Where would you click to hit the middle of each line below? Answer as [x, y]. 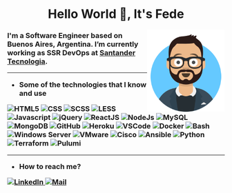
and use [33, 93]
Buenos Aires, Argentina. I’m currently [73, 44]
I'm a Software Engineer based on [65, 36]
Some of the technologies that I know [83, 84]
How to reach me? [50, 166]
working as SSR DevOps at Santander [71, 53]
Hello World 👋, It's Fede [116, 14]
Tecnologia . [28, 61]
